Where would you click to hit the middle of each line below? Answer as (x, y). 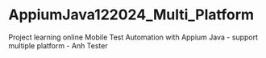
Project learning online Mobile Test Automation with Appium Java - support (133, 37)
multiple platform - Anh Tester (58, 45)
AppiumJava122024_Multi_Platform (131, 15)
